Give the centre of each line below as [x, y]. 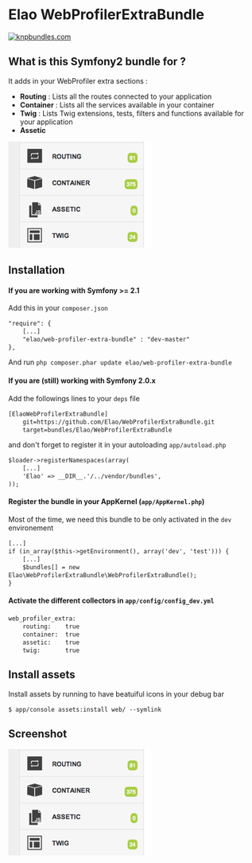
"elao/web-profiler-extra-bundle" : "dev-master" [107, 340]
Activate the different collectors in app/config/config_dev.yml [111, 601]
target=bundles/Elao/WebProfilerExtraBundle [97, 430]
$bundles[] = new [51, 567]
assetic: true [51, 642]
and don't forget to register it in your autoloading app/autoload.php [117, 444]
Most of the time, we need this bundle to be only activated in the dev [120, 519]
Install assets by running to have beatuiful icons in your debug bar [116, 693]
